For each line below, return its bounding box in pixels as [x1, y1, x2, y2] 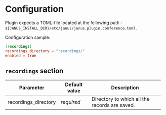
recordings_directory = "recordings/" [5, 48, 85, 54]
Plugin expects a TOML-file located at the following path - [5, 20, 123, 26]
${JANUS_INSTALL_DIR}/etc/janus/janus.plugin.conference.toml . [5, 25, 137, 30]
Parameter [19, 85, 44, 91]
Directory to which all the [91, 96, 150, 103]
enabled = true [5, 53, 37, 58]
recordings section [5, 66, 64, 75]
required [61, 99, 81, 106]
